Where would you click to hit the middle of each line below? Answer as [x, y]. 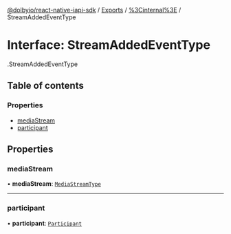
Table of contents [45, 86]
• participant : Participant [45, 223]
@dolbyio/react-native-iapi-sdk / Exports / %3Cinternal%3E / [94, 10]
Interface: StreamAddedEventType [109, 45]
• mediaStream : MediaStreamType [54, 184]
